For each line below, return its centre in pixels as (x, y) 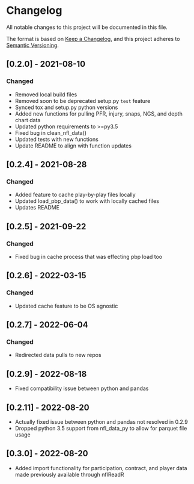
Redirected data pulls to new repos (58, 355)
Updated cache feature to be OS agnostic (66, 306)
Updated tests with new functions (57, 139)
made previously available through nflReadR (69, 474)
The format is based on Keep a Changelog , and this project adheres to (93, 39)
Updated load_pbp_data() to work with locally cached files (87, 201)
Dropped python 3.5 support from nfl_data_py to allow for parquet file (101, 428)
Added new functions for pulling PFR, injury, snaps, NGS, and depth (99, 113)
